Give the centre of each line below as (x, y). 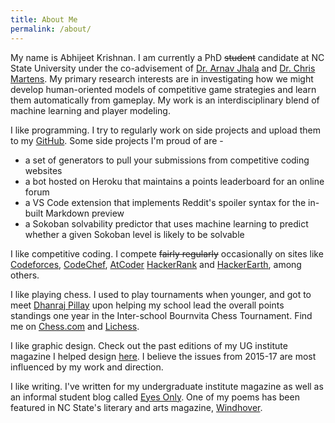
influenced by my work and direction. (87, 367)
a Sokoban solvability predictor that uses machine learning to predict (166, 223)
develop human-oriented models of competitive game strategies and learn (163, 89)
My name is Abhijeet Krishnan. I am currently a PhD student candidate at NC (167, 57)
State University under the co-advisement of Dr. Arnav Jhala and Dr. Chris (163, 68)
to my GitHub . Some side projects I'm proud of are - (117, 140)
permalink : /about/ (51, 29)
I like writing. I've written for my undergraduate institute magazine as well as (167, 386)
